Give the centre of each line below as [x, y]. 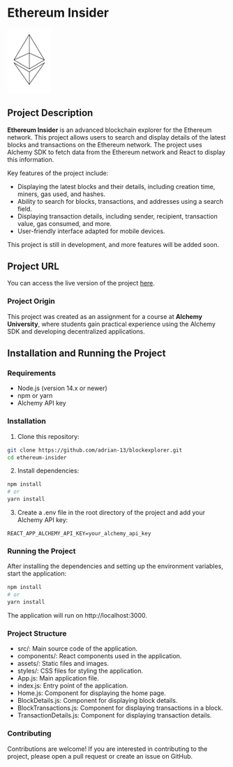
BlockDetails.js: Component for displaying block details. [97, 701]
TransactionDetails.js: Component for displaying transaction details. [114, 715]
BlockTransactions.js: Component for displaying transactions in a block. [120, 708]
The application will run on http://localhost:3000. [77, 615]
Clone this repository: [48, 436]
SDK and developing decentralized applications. [76, 331]
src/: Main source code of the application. [77, 649]
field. [25, 209]
